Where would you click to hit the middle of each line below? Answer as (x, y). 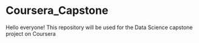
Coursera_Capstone (57, 11)
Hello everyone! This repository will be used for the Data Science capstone (99, 27)
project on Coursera (31, 33)
